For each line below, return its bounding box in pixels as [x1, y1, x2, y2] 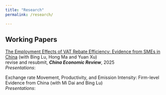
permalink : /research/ [5, 12, 53, 17]
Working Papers [5, 35, 57, 43]
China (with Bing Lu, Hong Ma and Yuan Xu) [5, 54, 97, 60]
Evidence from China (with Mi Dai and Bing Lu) [5, 80, 103, 86]
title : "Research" [5, 7, 44, 13]
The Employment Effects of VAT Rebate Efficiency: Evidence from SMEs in [5, 49, 161, 55]
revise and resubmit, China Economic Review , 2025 [5, 59, 115, 66]
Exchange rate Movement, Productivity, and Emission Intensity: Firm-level [5, 74, 159, 81]
